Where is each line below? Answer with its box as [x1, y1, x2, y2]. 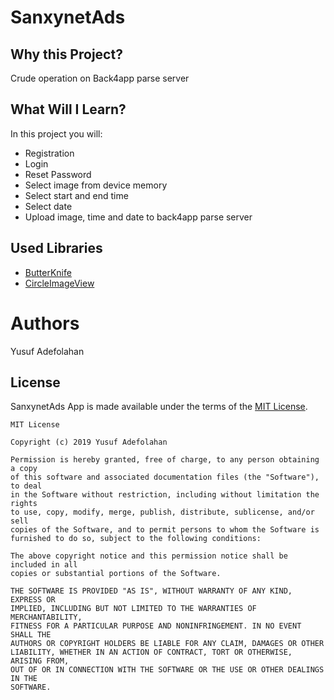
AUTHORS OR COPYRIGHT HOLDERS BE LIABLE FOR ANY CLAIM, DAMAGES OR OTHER [10, 639, 325, 649]
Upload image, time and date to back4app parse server [24, 211, 253, 223]
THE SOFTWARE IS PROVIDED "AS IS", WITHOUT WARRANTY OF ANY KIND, [10, 586, 293, 596]
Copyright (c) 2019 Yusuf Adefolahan [10, 437, 168, 448]
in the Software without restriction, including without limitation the [10, 490, 320, 500]
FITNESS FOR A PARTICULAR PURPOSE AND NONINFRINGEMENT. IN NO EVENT [10, 621, 302, 631]
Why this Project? [10, 46, 123, 63]
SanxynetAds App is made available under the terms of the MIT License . [10, 401, 308, 413]
